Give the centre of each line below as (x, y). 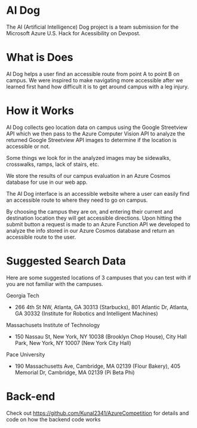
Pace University (26, 354)
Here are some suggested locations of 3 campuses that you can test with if (98, 278)
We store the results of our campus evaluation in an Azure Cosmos (88, 175)
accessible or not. (28, 146)
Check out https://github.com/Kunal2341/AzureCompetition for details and (98, 413)
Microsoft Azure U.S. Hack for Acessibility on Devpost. (73, 33)
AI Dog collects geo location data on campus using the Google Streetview (97, 127)
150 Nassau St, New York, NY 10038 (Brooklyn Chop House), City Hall (101, 336)
